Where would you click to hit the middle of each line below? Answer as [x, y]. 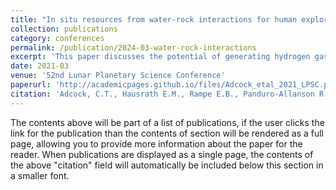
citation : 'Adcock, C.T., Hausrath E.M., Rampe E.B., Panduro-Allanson [162, 94]
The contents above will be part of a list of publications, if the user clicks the [167, 122]
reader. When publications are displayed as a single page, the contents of [162, 154]
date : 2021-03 [40, 66]
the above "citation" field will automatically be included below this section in [167, 165]
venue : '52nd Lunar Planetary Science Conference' [118, 76]
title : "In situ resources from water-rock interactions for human [154, 19]
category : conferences [57, 38]
